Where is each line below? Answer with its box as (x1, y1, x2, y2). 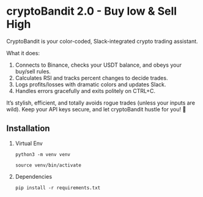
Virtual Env (15, 139, 43, 147)
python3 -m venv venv (15, 151, 70, 157)
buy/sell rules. (15, 67, 51, 75)
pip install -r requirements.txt (15, 185, 101, 191)
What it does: (6, 49, 40, 56)
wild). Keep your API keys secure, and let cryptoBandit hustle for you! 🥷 (6, 105, 186, 113)
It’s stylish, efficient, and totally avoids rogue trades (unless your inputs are (6, 99, 196, 106)
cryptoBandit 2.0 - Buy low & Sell (6, 4, 177, 18)
